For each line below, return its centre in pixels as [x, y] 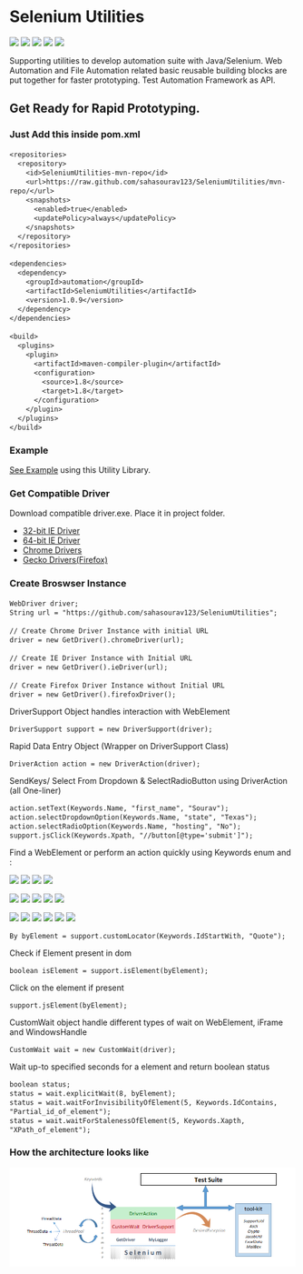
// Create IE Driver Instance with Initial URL [101, 658]
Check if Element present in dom [70, 953]
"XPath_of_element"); [50, 1129]
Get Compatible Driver [60, 493]
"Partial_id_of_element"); [60, 1111]
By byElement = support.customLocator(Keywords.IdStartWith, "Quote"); [147, 936]
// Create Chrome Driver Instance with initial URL [109, 631]
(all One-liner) [35, 790]
